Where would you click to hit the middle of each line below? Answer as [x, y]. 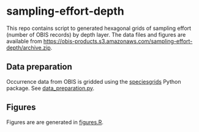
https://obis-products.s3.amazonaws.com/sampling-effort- [118, 41]
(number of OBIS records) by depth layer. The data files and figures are [96, 34]
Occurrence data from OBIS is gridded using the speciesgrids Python [94, 81]
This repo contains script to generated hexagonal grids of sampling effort [99, 28]
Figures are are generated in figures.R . [55, 122]
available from [24, 41]
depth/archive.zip [28, 48]
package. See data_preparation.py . [51, 88]
